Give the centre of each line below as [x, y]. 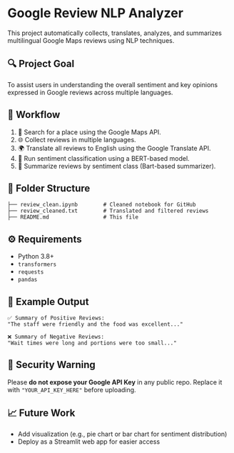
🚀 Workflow [34, 115]
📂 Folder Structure [49, 188]
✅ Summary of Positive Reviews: [56, 318]
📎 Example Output [48, 302]
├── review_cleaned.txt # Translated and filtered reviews [108, 211]
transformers [37, 265]
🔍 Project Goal [41, 64]
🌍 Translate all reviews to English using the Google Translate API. [114, 148]
